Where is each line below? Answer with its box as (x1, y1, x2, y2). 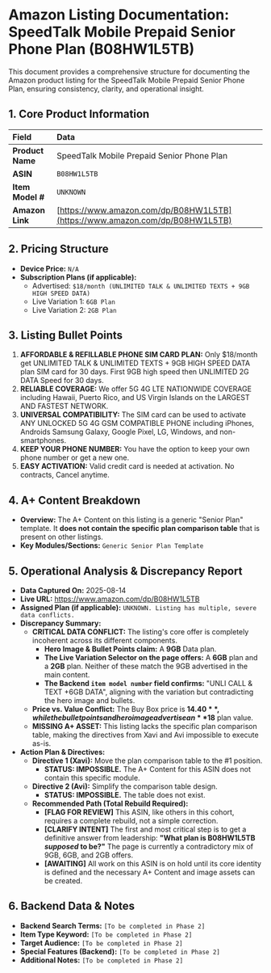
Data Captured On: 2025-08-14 (19, 586, 127, 595)
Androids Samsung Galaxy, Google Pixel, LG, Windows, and (19, 427, 219, 437)
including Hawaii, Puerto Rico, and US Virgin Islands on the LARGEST (19, 393, 250, 402)
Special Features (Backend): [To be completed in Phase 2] (19, 946, 220, 956)
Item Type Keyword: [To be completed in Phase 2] (19, 929, 193, 939)
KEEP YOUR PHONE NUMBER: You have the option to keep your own (19, 444, 250, 454)
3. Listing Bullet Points (8, 328, 123, 342)
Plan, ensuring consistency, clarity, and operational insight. (8, 83, 204, 94)
